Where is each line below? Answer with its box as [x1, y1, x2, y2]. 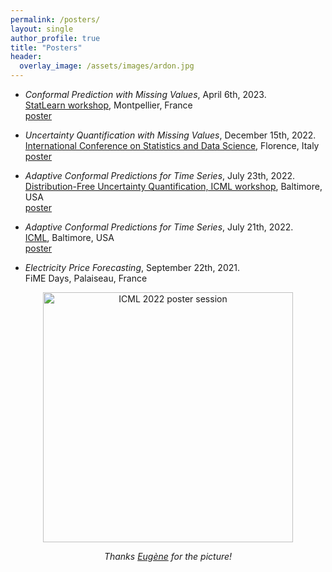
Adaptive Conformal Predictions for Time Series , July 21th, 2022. [24, 221, 294, 233]
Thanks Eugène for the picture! [103, 551, 233, 562]
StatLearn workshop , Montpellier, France [24, 99, 193, 111]
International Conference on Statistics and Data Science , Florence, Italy [24, 140, 320, 151]
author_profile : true [10, 33, 101, 43]
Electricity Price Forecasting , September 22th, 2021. [24, 262, 241, 273]
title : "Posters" [10, 42, 83, 53]
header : [10, 52, 43, 62]
